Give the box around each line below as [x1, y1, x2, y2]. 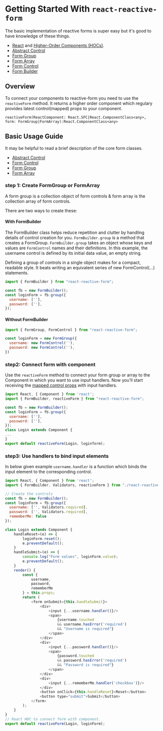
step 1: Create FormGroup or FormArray [5, 182, 100, 189]
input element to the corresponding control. [5, 469, 92, 475]
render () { [14, 568, 36, 573]
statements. [5, 270, 29, 276]
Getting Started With [5, 3, 90, 15]
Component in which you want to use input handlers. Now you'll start [5, 377, 143, 383]
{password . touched [57, 653, 95, 658]
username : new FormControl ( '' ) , [9, 341, 75, 345]
